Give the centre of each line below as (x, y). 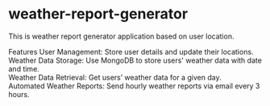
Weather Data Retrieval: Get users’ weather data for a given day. (115, 77)
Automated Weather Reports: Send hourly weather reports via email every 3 (134, 86)
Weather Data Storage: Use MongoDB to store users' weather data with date (135, 60)
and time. (24, 68)
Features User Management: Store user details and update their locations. (131, 51)
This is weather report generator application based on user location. (121, 36)
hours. (19, 94)
